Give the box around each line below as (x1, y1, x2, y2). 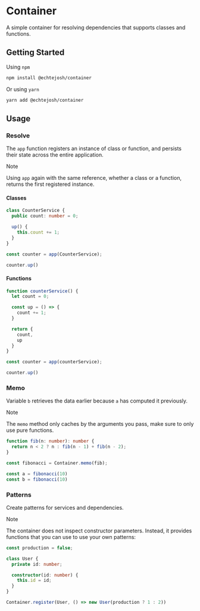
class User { (6, 556, 39, 562)
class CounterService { (6, 207, 65, 214)
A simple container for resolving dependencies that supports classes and (6, 24, 186, 31)
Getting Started (6, 48, 65, 58)
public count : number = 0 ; (11, 213, 79, 219)
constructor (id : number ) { (11, 572, 79, 578)
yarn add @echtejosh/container (6, 97, 84, 103)
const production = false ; (6, 545, 73, 551)
